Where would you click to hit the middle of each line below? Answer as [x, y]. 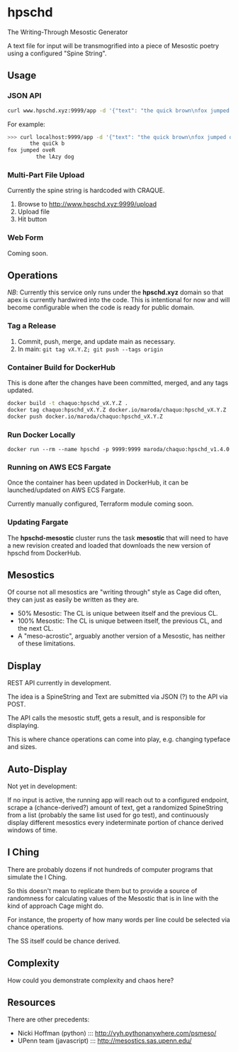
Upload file [34, 212]
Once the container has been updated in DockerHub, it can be [98, 482]
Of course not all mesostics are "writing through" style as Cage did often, [114, 592]
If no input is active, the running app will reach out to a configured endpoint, [118, 799]
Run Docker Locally [41, 435]
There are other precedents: [49, 1019]
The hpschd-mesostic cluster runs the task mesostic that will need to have [118, 538]
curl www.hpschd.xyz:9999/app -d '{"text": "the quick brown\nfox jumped [119, 111]
